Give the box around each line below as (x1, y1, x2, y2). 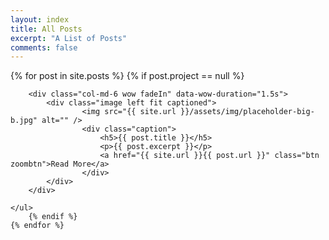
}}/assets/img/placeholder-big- (180, 107, 315, 117)
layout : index (10, 14, 70, 25)
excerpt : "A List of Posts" (10, 33, 128, 43)
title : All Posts (10, 24, 83, 34)
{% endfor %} (10, 221, 65, 231)
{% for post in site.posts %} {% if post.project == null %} (10, 70, 245, 82)
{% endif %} (28, 212, 78, 222)
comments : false (10, 42, 78, 53)
